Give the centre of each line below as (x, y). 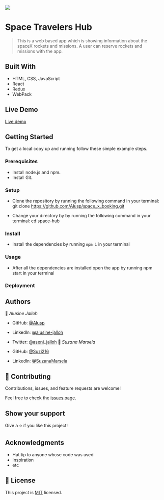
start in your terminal (33, 273)
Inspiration (23, 460)
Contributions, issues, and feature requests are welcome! (63, 388)
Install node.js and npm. (36, 172)
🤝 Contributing (28, 376)
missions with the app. (40, 51)
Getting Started (29, 137)
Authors (18, 302)
